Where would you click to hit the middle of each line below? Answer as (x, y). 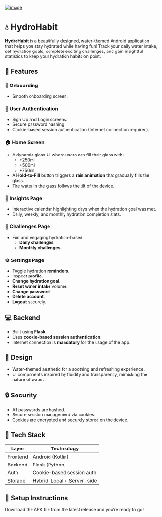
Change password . (32, 292)
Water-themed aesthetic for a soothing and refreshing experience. (78, 369)
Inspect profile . (27, 276)
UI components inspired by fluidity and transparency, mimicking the (80, 374)
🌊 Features (22, 72)
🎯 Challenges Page (28, 227)
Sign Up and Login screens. (40, 119)
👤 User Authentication (32, 108)
